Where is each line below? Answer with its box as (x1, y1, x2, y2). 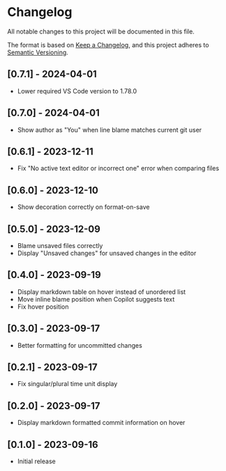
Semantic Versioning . (7, 48, 68, 56)
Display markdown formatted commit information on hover (17, 419, 186, 427)
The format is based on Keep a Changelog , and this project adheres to (7, 40, 209, 49)
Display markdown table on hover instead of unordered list (17, 287, 186, 296)
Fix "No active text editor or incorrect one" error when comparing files (17, 164, 220, 173)
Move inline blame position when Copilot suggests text (17, 295, 175, 303)
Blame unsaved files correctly (17, 242, 103, 249)
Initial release (17, 457, 56, 465)
